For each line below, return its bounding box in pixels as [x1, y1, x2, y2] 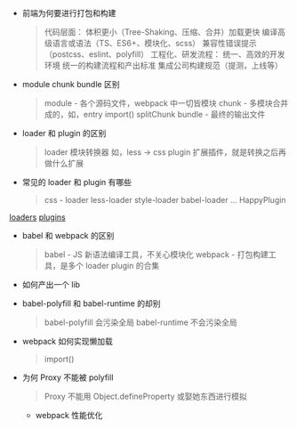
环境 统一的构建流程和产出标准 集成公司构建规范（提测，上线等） [44, 61, 283, 70]
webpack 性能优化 [35, 410, 103, 420]
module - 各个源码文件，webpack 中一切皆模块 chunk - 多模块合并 [44, 98, 289, 109]
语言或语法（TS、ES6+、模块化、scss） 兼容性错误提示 [52, 38, 258, 48]
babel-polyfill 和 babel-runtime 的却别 [21, 298, 161, 309]
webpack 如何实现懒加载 [21, 336, 113, 346]
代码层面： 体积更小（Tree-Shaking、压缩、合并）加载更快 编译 [44, 27, 278, 37]
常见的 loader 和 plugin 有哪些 [21, 177, 132, 187]
